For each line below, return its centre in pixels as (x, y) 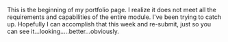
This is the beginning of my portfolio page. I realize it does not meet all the (112, 10)
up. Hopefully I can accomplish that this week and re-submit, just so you (109, 24)
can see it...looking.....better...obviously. (63, 31)
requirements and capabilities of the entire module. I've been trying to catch (114, 17)
